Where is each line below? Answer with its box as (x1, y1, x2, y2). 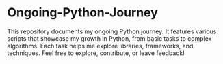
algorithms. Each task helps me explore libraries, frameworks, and (7, 42, 194, 50)
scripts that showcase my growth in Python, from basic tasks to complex (7, 34, 212, 42)
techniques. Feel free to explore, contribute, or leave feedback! (7, 49, 185, 57)
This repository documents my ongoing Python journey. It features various (7, 27, 217, 35)
